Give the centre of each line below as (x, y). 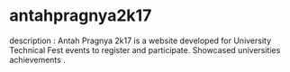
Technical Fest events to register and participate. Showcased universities (145, 49)
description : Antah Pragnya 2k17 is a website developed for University (140, 40)
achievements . (37, 59)
